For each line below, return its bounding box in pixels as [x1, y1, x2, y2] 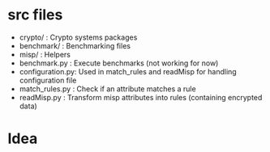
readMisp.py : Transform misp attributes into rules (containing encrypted [19, 92, 263, 102]
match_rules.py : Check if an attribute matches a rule [19, 83, 196, 94]
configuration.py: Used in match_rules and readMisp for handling [19, 66, 237, 76]
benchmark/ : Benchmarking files [19, 40, 131, 50]
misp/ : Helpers [19, 49, 71, 59]
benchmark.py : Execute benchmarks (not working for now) [19, 58, 219, 68]
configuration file [19, 75, 77, 85]
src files [7, 6, 63, 24]
